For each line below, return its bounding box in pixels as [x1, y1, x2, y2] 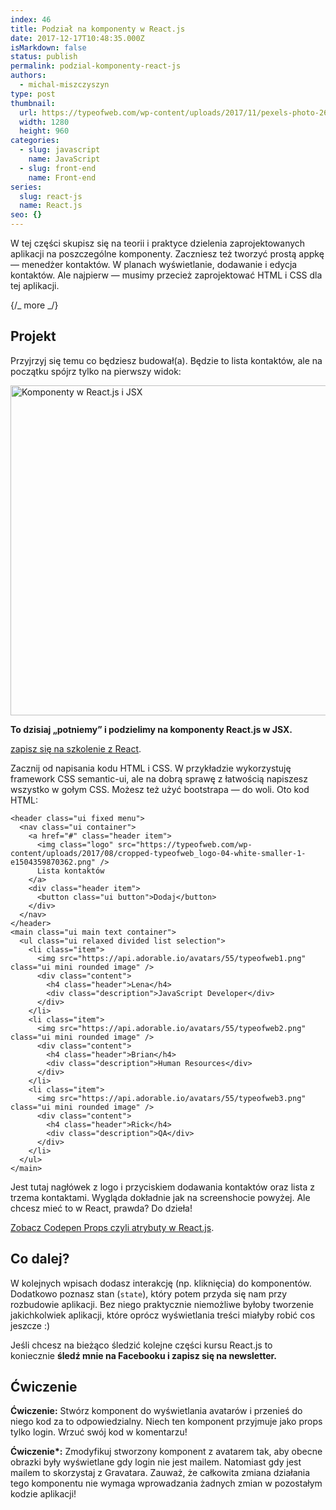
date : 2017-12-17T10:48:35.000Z [10, 33, 145, 43]
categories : [10, 136, 60, 146]
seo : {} [10, 210, 43, 220]
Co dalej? [10, 1251, 70, 1268]
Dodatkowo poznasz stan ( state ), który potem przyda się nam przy [10, 1287, 288, 1300]
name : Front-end [28, 172, 97, 183]
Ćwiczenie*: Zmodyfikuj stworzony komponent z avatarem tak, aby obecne [10, 1446, 323, 1458]
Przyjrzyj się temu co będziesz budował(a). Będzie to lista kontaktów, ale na [10, 354, 323, 366]
